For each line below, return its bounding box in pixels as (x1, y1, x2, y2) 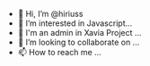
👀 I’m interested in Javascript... (17, 18, 133, 29)
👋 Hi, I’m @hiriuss (17, 9, 84, 19)
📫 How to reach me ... (17, 47, 101, 57)
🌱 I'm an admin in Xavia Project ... (17, 28, 142, 37)
